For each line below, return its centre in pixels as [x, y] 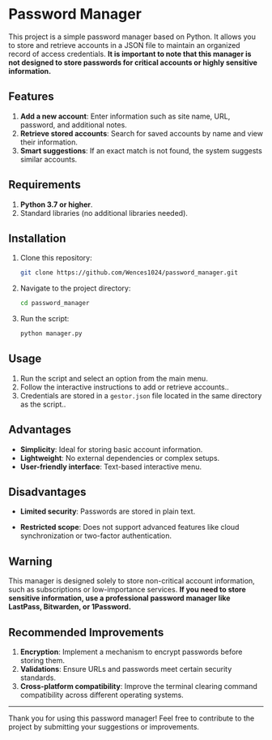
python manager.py [51, 333]
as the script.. [43, 404]
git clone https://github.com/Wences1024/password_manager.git [129, 273]
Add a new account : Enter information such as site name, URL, [125, 116]
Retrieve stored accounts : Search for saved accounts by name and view [141, 133]
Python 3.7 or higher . [56, 204]
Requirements [45, 185]
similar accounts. [49, 159]
